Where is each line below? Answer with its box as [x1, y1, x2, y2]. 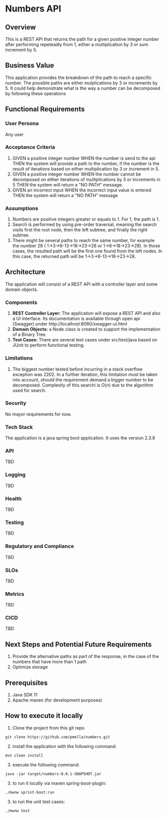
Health [5, 495, 22, 502]
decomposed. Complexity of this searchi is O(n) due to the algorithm [12, 382, 154, 388]
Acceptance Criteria [5, 143, 55, 150]
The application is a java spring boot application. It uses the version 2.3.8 [5, 435, 156, 441]
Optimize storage [12, 664, 48, 670]
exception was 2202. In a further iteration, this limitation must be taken [12, 371, 158, 377]
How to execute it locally [5, 711, 83, 720]
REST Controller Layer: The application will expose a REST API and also [12, 310, 161, 316]
